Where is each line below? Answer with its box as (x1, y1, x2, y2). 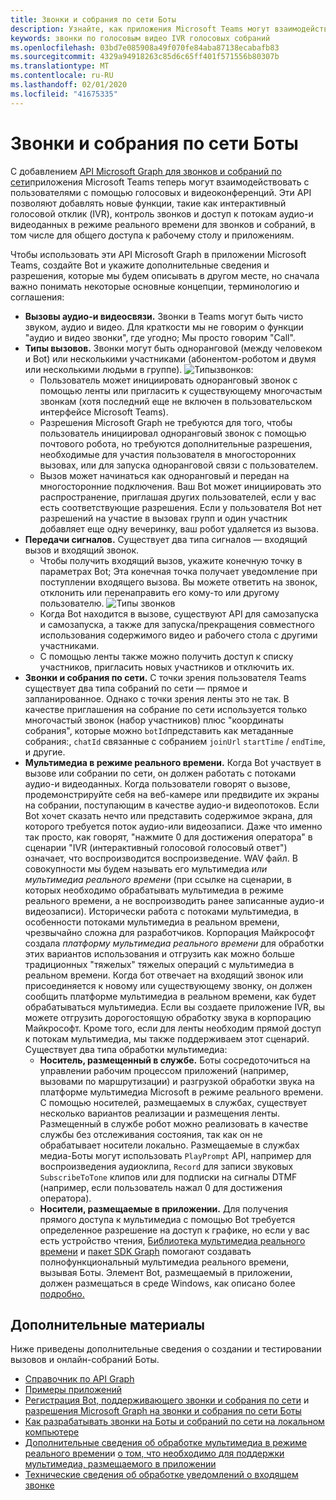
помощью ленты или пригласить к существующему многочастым (39, 384, 323, 396)
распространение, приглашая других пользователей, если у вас (39, 491, 317, 503)
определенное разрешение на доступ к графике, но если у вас (39, 1224, 311, 1236)
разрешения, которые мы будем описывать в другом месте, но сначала (10, 269, 320, 281)
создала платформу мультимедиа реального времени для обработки (24, 937, 325, 949)
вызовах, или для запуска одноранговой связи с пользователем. (39, 459, 319, 471)
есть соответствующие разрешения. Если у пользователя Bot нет (39, 501, 322, 513)
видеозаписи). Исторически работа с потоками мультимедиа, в (24, 905, 299, 917)
